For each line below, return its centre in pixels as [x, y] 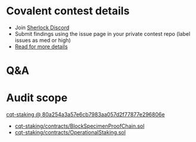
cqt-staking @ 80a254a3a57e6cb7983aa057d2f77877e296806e [85, 115]
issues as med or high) [43, 40]
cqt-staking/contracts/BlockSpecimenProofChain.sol [80, 126]
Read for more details [41, 47]
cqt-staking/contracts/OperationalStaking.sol [70, 132]
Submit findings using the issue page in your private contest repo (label [102, 33]
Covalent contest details [68, 11]
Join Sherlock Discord [42, 27]
